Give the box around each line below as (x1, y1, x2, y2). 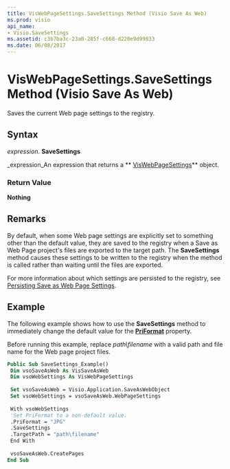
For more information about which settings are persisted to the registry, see (7, 274, 221, 282)
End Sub (7, 457, 30, 463)
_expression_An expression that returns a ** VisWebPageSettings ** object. (7, 160, 220, 168)
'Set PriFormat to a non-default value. (10, 412, 128, 419)
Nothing (7, 193, 31, 201)
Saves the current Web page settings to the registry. (7, 109, 155, 117)
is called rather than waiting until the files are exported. (7, 261, 163, 269)
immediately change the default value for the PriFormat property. (7, 327, 192, 335)
